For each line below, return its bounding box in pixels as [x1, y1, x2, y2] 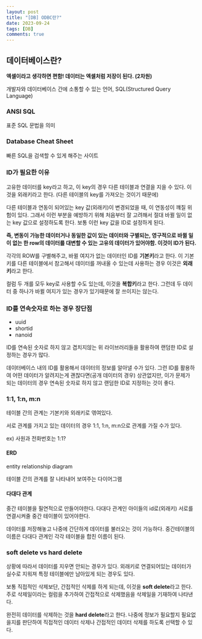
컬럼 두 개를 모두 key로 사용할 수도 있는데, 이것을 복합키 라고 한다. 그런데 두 [6, 280, 182, 287]
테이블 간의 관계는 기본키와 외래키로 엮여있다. [6, 409, 113, 416]
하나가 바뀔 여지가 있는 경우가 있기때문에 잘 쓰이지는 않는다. [19, 287, 159, 295]
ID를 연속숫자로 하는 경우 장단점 [6, 304, 92, 312]
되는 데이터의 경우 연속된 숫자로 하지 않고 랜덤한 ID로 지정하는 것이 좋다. [6, 379, 175, 387]
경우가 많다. [22, 352, 50, 359]
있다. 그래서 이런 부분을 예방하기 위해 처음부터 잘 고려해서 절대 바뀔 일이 [17, 211, 186, 218]
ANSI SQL [6, 107, 36, 116]
